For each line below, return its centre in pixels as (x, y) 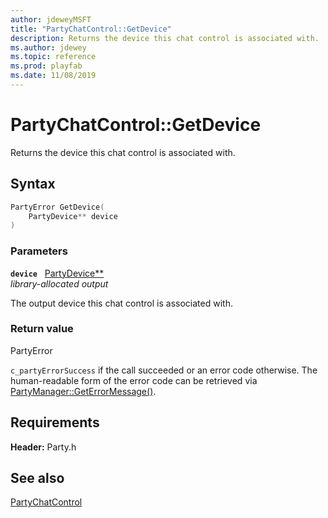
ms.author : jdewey (48, 47)
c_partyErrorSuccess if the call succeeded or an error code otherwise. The (164, 370)
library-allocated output (59, 283)
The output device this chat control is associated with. (121, 303)
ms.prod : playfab (46, 66)
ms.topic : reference (53, 57)
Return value (42, 329)
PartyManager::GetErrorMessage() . (83, 391)
